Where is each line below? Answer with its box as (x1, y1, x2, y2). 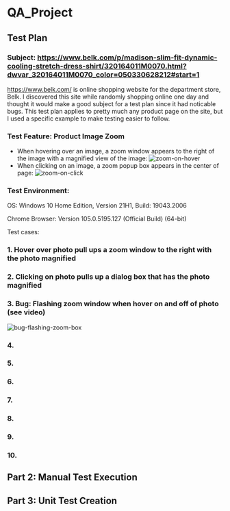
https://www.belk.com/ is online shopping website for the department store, (7, 85, 221, 93)
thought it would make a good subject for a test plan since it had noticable (7, 99, 216, 108)
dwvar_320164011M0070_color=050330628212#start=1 (7, 70, 200, 79)
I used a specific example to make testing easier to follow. (7, 114, 170, 123)
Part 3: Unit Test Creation (7, 495, 118, 506)
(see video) (7, 308, 46, 317)
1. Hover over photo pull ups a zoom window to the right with (7, 245, 212, 255)
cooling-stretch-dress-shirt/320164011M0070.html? (7, 61, 187, 71)
